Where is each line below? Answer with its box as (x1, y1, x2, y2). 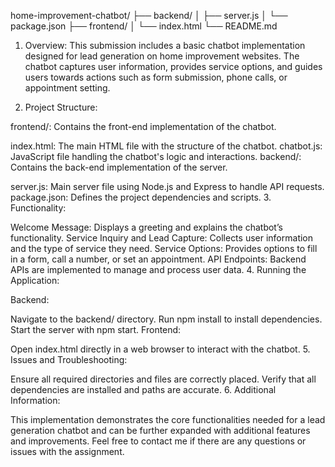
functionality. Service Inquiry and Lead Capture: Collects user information (10, 232, 314, 244)
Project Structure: (24, 101, 98, 113)
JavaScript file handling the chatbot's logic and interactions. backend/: (10, 151, 302, 162)
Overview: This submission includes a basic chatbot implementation (24, 40, 306, 51)
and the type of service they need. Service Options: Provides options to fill (10, 243, 318, 254)
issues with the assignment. (10, 446, 125, 457)
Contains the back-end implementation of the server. (10, 161, 228, 173)
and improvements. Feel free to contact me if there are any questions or (10, 435, 307, 447)
